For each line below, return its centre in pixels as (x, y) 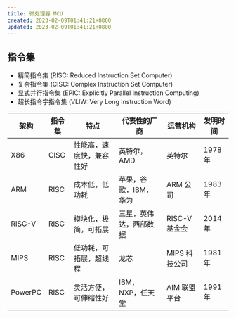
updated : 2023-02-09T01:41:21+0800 (59, 27)
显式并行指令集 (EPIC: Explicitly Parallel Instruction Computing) (108, 93)
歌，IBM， (136, 190)
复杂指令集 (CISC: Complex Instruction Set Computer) (95, 84)
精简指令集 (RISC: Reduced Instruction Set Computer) (95, 75)
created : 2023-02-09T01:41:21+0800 (59, 20)
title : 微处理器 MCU (35, 14)
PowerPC (26, 293)
